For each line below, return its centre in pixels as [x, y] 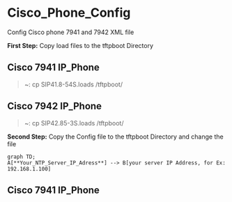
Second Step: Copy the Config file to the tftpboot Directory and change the [116, 137]
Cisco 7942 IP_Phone [55, 106]
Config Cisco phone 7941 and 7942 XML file [71, 32]
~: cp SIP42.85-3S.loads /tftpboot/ [74, 123]
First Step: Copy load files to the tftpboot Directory [80, 45]
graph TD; [22, 157]
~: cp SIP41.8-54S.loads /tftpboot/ [74, 84]
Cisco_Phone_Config [69, 13]
